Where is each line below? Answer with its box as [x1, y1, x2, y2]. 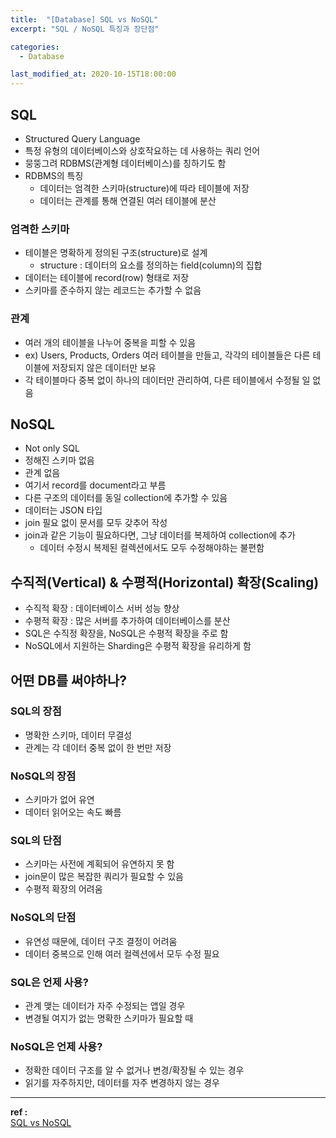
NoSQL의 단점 [10, 911, 77, 925]
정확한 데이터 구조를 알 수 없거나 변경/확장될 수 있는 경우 [24, 1064, 245, 1076]
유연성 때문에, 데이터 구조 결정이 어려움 [24, 935, 178, 947]
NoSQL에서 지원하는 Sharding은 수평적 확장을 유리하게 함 [24, 640, 252, 652]
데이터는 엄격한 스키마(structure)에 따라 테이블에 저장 [39, 182, 250, 194]
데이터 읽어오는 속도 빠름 [24, 806, 122, 818]
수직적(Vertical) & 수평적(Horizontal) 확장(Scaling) [10, 574, 320, 591]
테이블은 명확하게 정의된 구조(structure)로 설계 [24, 247, 208, 259]
